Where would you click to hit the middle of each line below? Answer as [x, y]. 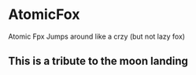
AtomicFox [44, 15]
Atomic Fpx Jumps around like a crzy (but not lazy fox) [97, 36]
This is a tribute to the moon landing [98, 61]
